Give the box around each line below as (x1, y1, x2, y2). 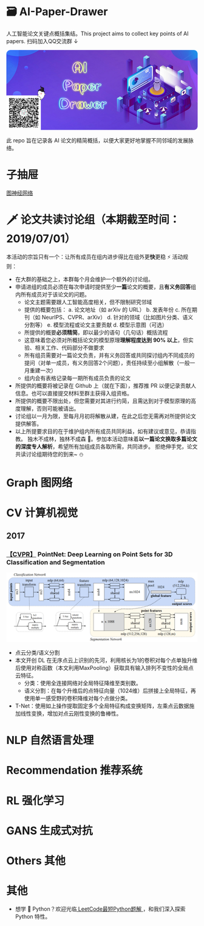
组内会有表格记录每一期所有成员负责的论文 (24, 374, 131, 381)
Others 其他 (6, 854, 66, 868)
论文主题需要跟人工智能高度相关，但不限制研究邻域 (24, 298, 152, 305)
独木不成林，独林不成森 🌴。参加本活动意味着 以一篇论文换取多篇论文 (27, 435, 197, 442)
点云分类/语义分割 (15, 649, 60, 656)
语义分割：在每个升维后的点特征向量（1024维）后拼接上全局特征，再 (24, 687, 196, 694)
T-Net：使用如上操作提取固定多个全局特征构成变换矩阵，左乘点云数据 (15, 702, 189, 709)
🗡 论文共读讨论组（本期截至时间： (6, 213, 180, 227)
